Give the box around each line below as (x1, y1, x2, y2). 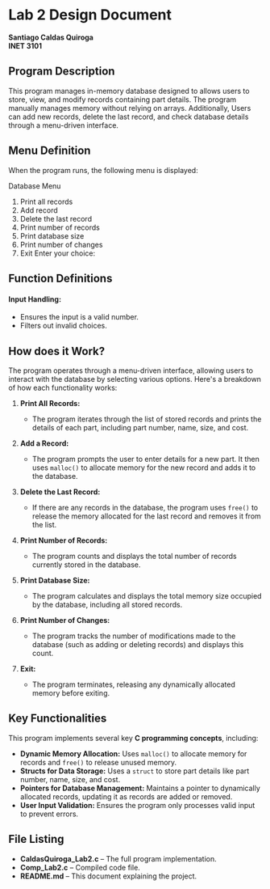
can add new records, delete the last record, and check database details (8, 112, 249, 121)
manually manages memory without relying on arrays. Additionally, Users (8, 103, 251, 112)
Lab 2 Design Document (8, 6, 172, 24)
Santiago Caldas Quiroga (8, 32, 94, 42)
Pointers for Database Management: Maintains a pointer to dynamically (19, 783, 260, 793)
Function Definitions (8, 271, 113, 285)
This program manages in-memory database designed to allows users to (8, 86, 250, 95)
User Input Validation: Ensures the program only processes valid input (19, 800, 255, 810)
